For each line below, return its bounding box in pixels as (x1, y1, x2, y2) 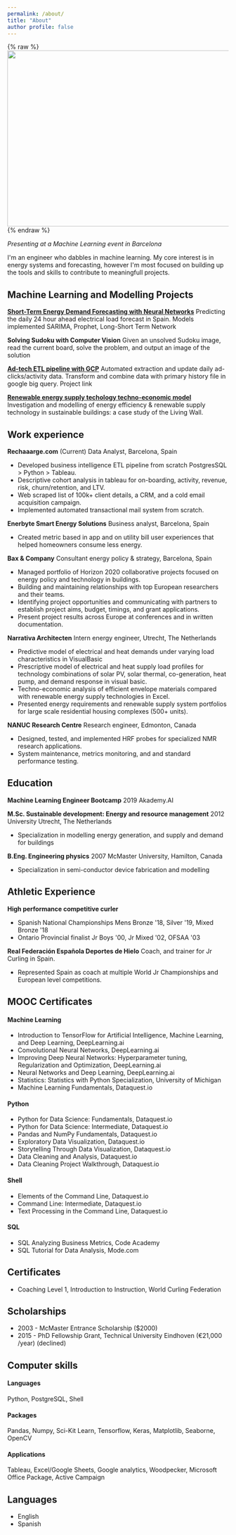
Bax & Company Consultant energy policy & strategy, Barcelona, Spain (7, 554, 212, 562)
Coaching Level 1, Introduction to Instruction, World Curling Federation (17, 1285, 221, 1294)
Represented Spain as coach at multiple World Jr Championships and (17, 968, 218, 976)
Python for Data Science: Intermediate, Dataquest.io (17, 1123, 169, 1131)
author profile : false (7, 23, 74, 30)
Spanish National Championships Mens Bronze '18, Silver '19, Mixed (17, 918, 214, 926)
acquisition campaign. (17, 498, 82, 507)
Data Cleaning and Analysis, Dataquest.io (17, 1152, 138, 1161)
